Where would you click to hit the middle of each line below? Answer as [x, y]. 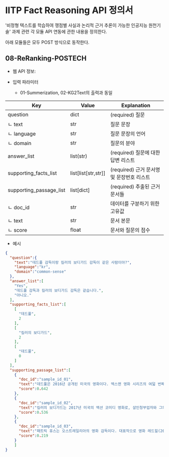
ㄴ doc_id [19, 207]
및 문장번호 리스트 [130, 177]
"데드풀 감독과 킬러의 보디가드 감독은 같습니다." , [59, 290]
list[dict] [80, 190]
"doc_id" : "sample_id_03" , [46, 426]
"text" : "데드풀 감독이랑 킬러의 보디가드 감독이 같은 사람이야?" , [73, 263]
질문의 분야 [123, 143]
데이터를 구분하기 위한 [135, 204]
